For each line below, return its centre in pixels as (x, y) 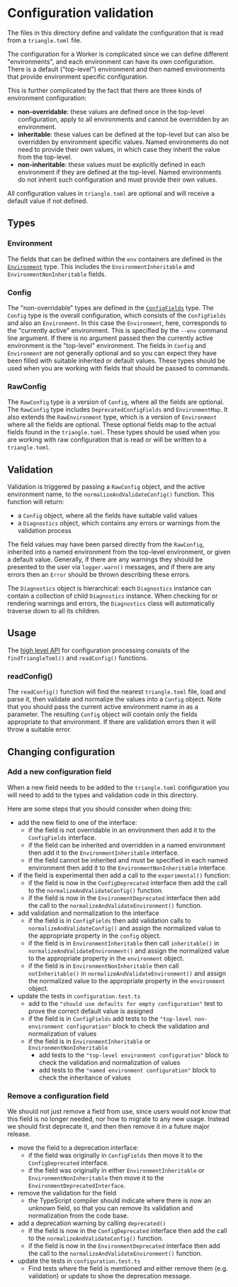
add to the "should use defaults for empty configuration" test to (125, 1003)
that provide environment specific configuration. (78, 77)
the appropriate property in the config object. (95, 936)
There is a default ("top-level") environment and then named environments (116, 69)
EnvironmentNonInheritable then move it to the (96, 1178)
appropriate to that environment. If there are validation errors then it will (112, 722)
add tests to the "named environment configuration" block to (127, 1070)
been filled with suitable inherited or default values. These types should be (116, 361)
